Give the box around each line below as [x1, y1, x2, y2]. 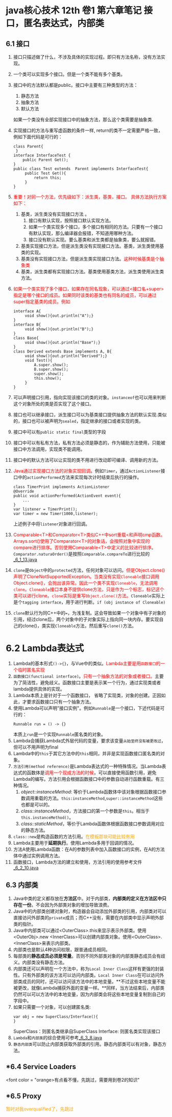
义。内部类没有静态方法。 [13, 959, 67, 965]
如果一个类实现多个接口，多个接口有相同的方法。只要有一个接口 [28, 224, 163, 230]
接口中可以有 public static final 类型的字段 [13, 429, 106, 435]
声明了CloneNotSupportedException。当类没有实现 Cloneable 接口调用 [13, 573, 160, 579]
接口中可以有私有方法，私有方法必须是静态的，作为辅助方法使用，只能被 [13, 440, 165, 446]
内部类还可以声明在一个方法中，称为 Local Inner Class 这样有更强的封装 [13, 965, 164, 971]
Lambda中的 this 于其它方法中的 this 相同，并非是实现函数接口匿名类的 [13, 750, 161, 756]
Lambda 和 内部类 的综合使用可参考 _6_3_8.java [13, 1034, 103, 1040]
